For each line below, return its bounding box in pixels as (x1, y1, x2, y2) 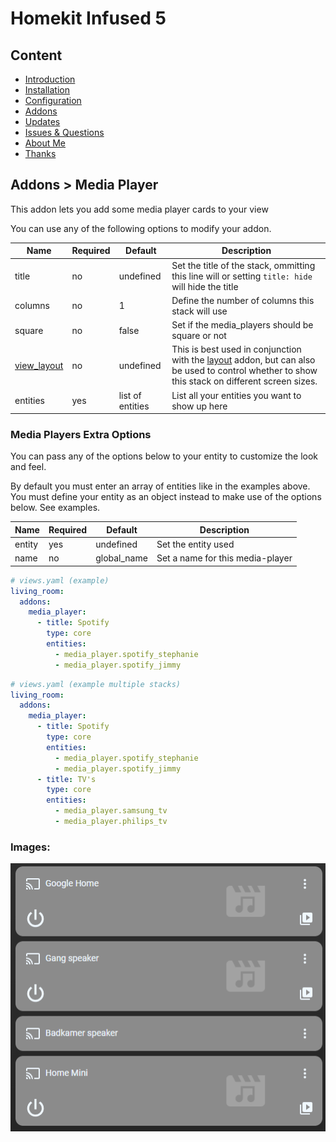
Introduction (24, 73, 76, 85)
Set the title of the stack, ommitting (171, 259, 316, 271)
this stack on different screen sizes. (171, 375, 318, 387)
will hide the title (171, 280, 239, 292)
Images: (10, 840, 51, 854)
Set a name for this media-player (156, 552, 293, 564)
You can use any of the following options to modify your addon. (10, 222, 272, 234)
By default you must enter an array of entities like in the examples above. (10, 480, 311, 492)
